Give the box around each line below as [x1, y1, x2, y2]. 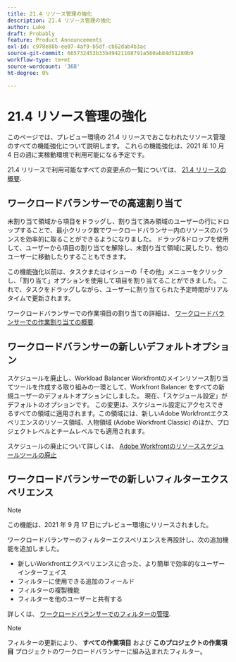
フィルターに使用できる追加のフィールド [17, 577, 135, 585]
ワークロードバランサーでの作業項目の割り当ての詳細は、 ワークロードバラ [7, 309, 225, 318]
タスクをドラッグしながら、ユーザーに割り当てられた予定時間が [25, 285, 211, 294]
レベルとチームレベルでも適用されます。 [31, 427, 149, 435]
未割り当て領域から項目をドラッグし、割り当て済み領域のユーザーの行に [7, 217, 217, 226]
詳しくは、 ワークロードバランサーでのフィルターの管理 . [7, 609, 171, 618]
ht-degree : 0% [7, 69, 49, 76]
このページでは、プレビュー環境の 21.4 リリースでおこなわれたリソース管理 [7, 133, 225, 141]
